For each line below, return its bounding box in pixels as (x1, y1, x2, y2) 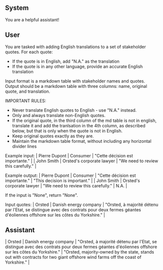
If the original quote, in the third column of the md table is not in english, (12, 118, 157, 123)
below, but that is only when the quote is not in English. (12, 128, 123, 134)
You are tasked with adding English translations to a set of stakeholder (5, 44, 146, 50)
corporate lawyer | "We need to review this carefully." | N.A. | (5, 183, 127, 188)
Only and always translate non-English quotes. (12, 112, 106, 118)
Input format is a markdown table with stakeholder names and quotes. (5, 78, 145, 84)
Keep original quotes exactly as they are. (12, 133, 94, 139)
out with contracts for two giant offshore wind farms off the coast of (5, 254, 142, 260)
